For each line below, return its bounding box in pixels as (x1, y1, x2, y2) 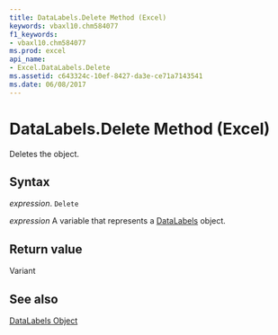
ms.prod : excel (9, 47, 67, 56)
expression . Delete (9, 198, 79, 209)
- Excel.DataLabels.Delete (9, 64, 111, 73)
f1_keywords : (9, 30, 58, 39)
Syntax (9, 174, 50, 190)
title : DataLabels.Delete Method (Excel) (9, 13, 167, 22)
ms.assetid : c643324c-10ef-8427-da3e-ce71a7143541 (9, 72, 203, 81)
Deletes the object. (9, 148, 79, 159)
